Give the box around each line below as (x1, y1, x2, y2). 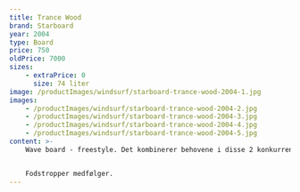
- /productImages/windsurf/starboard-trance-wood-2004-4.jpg (25, 121, 257, 130)
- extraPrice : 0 (25, 71, 87, 80)
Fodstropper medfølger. (25, 169, 114, 178)
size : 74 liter (32, 79, 90, 88)
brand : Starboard (9, 21, 74, 30)
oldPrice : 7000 (9, 54, 66, 63)
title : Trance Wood (9, 12, 82, 22)
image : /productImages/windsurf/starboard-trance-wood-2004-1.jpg (9, 87, 262, 96)
